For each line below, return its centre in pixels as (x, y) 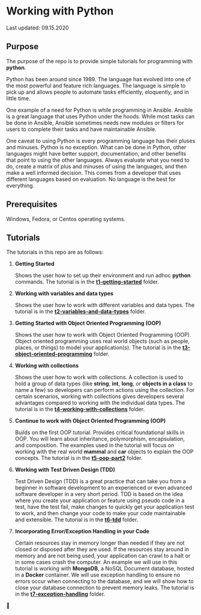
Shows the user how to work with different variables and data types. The (105, 305)
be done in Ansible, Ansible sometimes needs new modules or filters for (95, 123)
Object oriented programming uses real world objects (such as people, (102, 341)
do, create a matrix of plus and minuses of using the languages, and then (97, 166)
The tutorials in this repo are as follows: (55, 252)
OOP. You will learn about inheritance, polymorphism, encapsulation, (100, 439)
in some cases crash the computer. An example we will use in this (96, 562)
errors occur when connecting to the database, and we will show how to (104, 581)
